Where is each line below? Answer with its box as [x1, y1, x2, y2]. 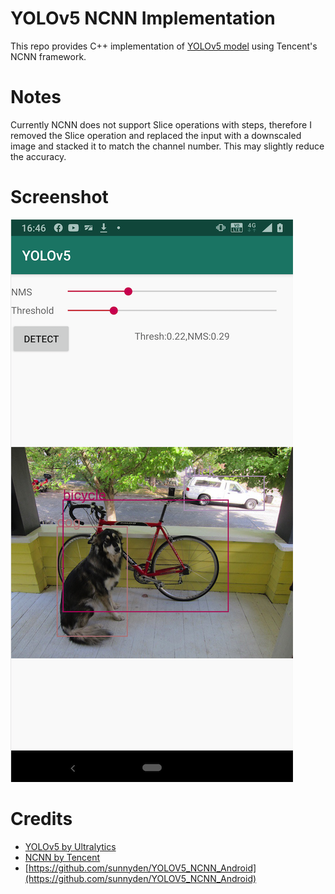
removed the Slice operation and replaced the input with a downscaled [10, 129, 302, 141]
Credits [10, 808, 73, 830]
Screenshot [10, 186, 109, 209]
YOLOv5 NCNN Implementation [10, 7, 276, 30]
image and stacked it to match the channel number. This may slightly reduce [10, 140, 325, 152]
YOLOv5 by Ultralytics [24, 840, 117, 852]
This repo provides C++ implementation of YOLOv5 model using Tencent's [10, 40, 318, 52]
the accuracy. [10, 150, 67, 162]
